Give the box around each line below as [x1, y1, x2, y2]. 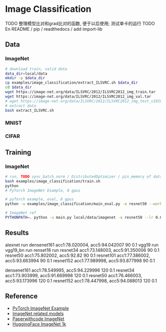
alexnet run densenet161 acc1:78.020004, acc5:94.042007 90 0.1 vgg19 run [5, 241, 159, 248]
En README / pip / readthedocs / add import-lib [5, 26, 103, 32]
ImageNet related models [12, 310, 64, 316]
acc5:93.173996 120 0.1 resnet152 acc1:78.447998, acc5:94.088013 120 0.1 [5, 278, 157, 284]
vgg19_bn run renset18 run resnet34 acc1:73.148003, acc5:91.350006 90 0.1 [5, 247, 160, 253]
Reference [5, 292, 38, 300]
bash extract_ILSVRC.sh [5, 108, 54, 113]
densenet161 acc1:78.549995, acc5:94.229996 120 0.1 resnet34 [5, 267, 135, 273]
